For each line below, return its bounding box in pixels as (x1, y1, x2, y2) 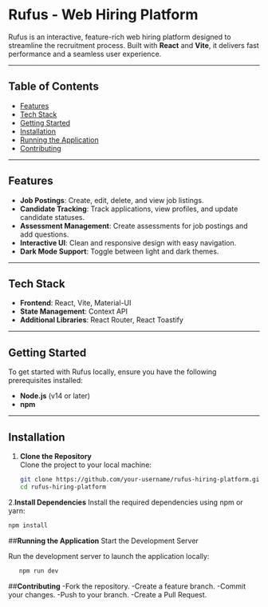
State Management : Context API (19, 306, 128, 317)
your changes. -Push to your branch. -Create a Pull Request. (8, 589, 207, 599)
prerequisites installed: (8, 376, 84, 385)
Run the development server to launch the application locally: (8, 551, 210, 561)
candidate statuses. (19, 212, 85, 222)
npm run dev (18, 566, 59, 575)
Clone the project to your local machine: (19, 460, 152, 469)
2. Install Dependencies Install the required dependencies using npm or (8, 497, 243, 507)
